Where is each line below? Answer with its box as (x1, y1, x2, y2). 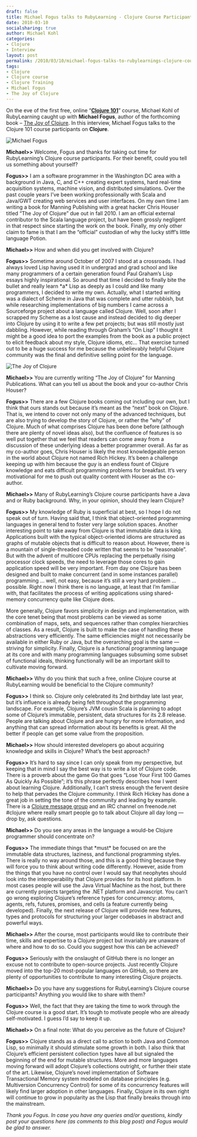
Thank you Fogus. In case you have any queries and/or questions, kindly (6, 1111, 183, 1118)
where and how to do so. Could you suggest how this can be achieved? (6, 943, 179, 950)
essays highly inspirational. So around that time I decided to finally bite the (6, 276, 186, 283)
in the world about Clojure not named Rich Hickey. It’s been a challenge (6, 454, 178, 461)
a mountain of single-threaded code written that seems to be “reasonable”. (6, 545, 187, 553)
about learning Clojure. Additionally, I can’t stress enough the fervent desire (6, 783, 189, 791)
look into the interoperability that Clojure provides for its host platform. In (6, 875, 182, 882)
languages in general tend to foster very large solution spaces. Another (6, 521, 178, 528)
